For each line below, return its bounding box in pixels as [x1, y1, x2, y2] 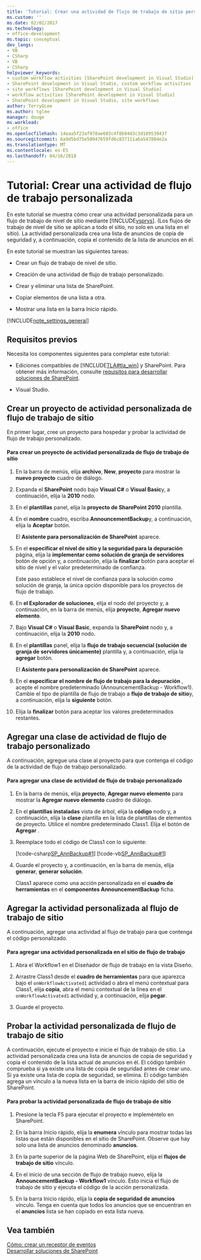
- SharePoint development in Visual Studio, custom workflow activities [7, 81, 191, 87]
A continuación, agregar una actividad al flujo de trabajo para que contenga [7, 928, 193, 935]
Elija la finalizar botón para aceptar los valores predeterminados [15, 708, 174, 716]
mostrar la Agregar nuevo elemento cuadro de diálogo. [15, 797, 153, 804]
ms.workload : [7, 120, 39, 126]
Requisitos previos [7, 335, 78, 345]
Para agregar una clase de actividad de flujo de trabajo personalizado [7, 776, 183, 784]
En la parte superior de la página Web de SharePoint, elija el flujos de [15, 1153, 187, 1160]
